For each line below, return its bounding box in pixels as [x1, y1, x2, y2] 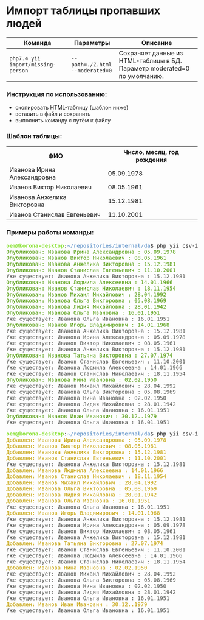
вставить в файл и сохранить [15, 110, 91, 118]
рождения [135, 155, 167, 164]
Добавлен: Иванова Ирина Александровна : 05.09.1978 [6, 436, 167, 443]
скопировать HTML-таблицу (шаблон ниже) [15, 104, 129, 111]
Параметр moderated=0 [118, 64, 190, 72]
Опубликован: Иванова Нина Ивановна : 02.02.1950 [6, 376, 157, 383]
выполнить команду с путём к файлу [15, 117, 111, 124]
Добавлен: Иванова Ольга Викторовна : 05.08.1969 [6, 485, 157, 492]
